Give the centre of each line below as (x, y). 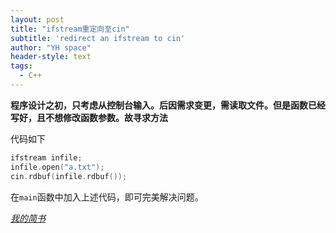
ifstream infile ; (46, 157)
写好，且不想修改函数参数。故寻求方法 (89, 117)
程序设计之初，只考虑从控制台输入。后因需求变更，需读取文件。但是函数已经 (168, 105)
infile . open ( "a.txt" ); (57, 167)
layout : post (37, 19)
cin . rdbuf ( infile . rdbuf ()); (69, 176)
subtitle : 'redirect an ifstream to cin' (98, 38)
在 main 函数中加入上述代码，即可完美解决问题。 (107, 197)
